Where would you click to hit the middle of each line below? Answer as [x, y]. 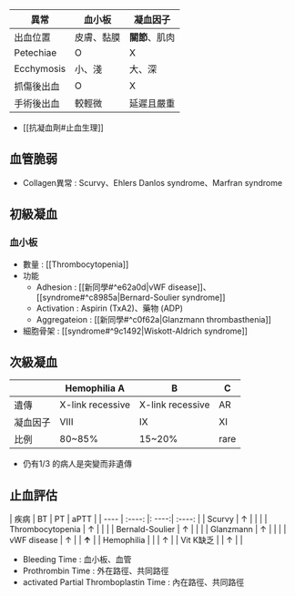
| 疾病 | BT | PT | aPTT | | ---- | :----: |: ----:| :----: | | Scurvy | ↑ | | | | [138, 519]
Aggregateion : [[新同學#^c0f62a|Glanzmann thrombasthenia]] [153, 319]
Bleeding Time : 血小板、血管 [77, 560]
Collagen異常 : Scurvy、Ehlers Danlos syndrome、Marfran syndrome [153, 182]
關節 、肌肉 [152, 37]
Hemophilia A [95, 388]
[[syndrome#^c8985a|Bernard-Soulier [108, 297]
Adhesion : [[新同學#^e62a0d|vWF [101, 287]
